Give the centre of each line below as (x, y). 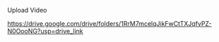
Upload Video (27, 10)
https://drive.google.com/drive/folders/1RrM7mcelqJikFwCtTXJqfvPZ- (109, 23)
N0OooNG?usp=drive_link (45, 31)
